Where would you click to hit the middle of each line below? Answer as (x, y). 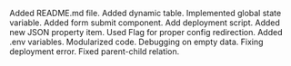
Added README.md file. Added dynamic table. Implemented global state (145, 13)
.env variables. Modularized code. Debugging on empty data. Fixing (136, 42)
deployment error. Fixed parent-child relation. (95, 52)
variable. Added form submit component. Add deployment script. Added (145, 23)
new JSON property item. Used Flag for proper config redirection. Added (146, 32)
